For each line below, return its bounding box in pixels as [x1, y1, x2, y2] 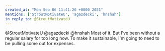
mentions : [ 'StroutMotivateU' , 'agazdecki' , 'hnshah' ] [5, 12, 121, 17]
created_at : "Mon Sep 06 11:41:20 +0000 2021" [5, 7, 103, 12]
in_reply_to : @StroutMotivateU [5, 16, 70, 21]
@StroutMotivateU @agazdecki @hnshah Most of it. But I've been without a [5, 30, 160, 36]
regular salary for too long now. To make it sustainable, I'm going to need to [5, 35, 160, 41]
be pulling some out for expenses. [5, 41, 75, 47]
